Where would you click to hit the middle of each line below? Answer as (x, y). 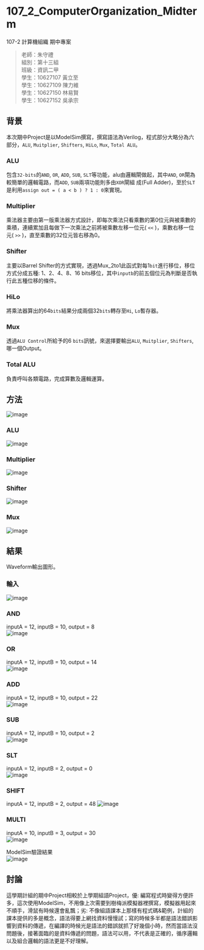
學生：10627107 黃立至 (50, 77)
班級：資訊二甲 (40, 70)
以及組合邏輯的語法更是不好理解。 (49, 941)
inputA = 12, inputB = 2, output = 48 (51, 804)
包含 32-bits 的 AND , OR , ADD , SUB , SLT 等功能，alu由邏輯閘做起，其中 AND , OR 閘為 (101, 175)
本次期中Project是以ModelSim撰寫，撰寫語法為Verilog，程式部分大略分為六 (100, 137)
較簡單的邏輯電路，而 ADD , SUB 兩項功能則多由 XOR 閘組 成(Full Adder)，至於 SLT (101, 182)
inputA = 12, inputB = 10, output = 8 (51, 627)
